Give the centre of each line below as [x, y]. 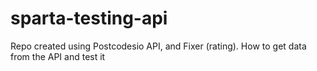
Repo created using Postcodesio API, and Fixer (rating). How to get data [158, 46]
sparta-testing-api [89, 18]
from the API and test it [58, 56]
